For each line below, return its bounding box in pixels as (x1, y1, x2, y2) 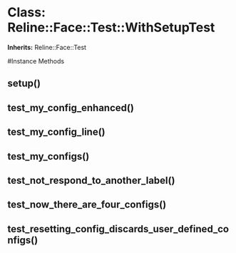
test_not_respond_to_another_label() (7, 174, 175, 186)
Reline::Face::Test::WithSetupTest (7, 19, 215, 36)
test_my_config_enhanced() (7, 101, 134, 114)
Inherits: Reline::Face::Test (7, 43, 87, 51)
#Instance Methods (7, 56, 65, 65)
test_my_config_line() (7, 126, 106, 138)
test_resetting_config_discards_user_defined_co (7, 222, 230, 235)
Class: (7, 4, 46, 21)
